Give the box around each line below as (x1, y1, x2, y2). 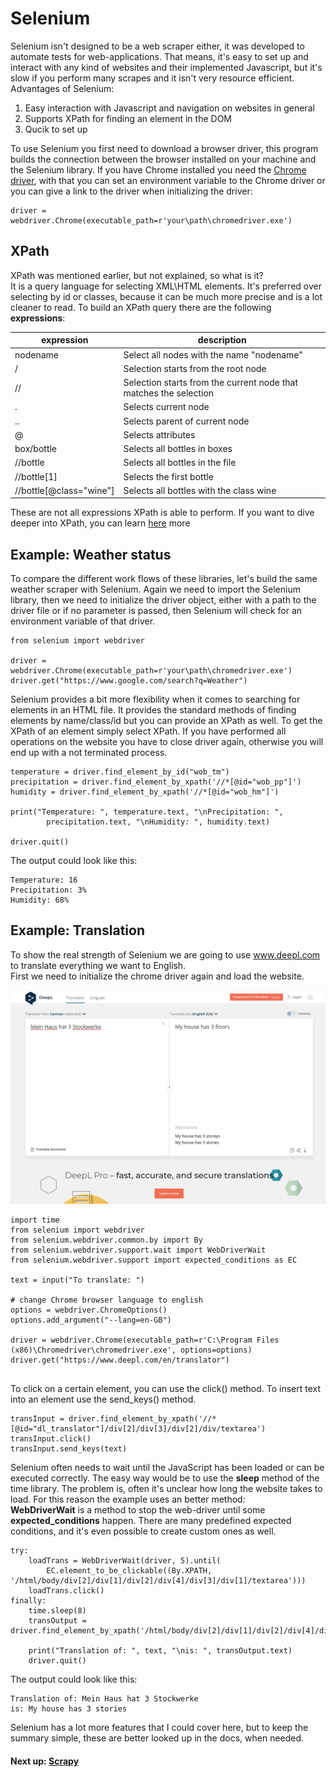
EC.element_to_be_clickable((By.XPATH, (46, 1566, 213, 1576)
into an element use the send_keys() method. (10, 1393, 197, 1406)
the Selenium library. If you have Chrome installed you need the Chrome (10, 163, 307, 176)
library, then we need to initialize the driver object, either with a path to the (10, 594, 317, 606)
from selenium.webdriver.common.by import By (10, 1235, 203, 1246)
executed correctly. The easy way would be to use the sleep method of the (10, 1472, 320, 1484)
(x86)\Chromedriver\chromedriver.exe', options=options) (10, 1345, 253, 1356)
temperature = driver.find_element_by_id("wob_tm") (10, 767, 230, 777)
